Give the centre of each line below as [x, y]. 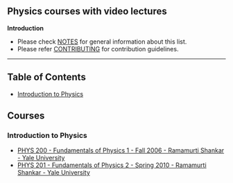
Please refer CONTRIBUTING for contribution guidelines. [98, 49]
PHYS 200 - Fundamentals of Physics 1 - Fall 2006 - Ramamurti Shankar [121, 150]
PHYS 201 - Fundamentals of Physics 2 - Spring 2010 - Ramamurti [112, 165]
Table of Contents [47, 77]
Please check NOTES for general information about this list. [102, 42]
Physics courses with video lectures [87, 11]
